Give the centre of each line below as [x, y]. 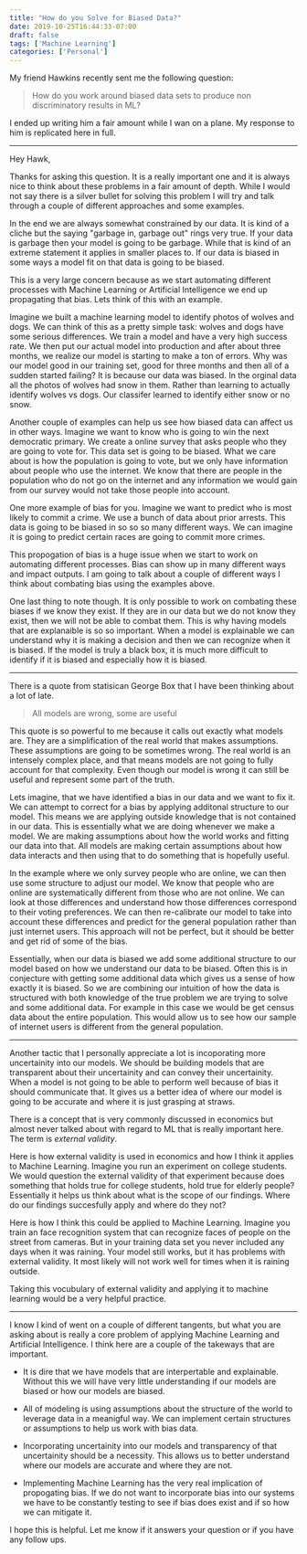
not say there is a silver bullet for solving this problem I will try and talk [142, 196]
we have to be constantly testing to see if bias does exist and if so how [156, 1503]
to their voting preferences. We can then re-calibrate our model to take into [151, 912]
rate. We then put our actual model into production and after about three [145, 346]
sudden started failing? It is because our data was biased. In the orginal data [153, 375]
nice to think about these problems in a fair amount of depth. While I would [150, 186]
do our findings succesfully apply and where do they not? [118, 1205]
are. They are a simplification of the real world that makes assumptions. [144, 741]
